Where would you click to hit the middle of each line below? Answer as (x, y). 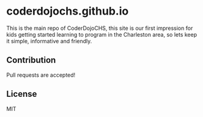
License (22, 94)
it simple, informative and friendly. (49, 41)
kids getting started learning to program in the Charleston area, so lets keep (102, 34)
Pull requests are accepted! (41, 75)
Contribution (31, 60)
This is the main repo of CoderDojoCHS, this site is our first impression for (100, 28)
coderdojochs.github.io (68, 11)
